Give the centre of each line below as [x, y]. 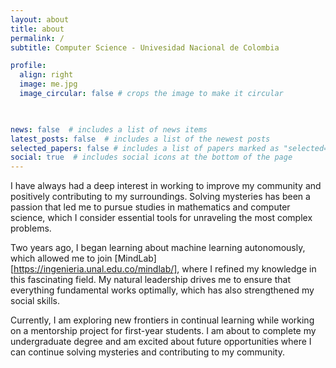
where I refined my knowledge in [249, 269]
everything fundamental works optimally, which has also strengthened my [162, 290]
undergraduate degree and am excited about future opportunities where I [161, 342]
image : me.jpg [48, 84]
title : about [37, 29]
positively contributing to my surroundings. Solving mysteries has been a [160, 197]
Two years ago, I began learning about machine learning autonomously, [158, 248]
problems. [31, 228]
